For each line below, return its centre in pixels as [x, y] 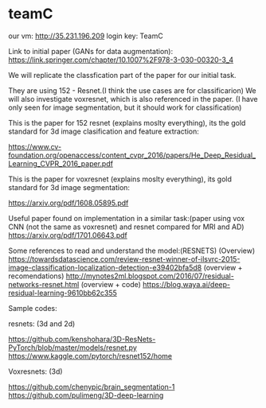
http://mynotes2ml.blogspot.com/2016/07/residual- [150, 276]
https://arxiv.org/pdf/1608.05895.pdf [68, 203]
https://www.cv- [35, 146]
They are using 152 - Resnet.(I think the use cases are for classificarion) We [132, 90]
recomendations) [36, 276]
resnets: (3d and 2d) [42, 324]
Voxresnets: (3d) [35, 371]
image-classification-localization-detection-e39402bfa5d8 [105, 267]
